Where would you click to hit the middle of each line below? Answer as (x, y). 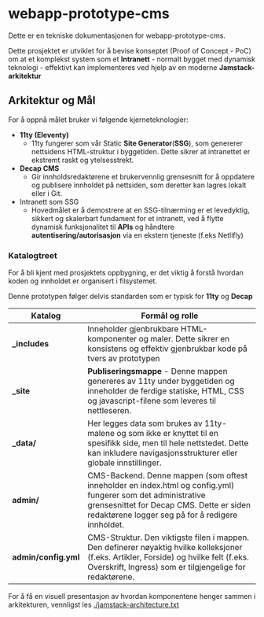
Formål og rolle (170, 316)
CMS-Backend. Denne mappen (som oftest (168, 475)
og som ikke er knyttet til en (167, 434)
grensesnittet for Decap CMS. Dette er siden (169, 505)
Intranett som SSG (49, 201)
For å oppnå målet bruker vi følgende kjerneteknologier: (98, 120)
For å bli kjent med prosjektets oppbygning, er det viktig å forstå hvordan (126, 273)
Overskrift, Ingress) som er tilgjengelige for (167, 567)
